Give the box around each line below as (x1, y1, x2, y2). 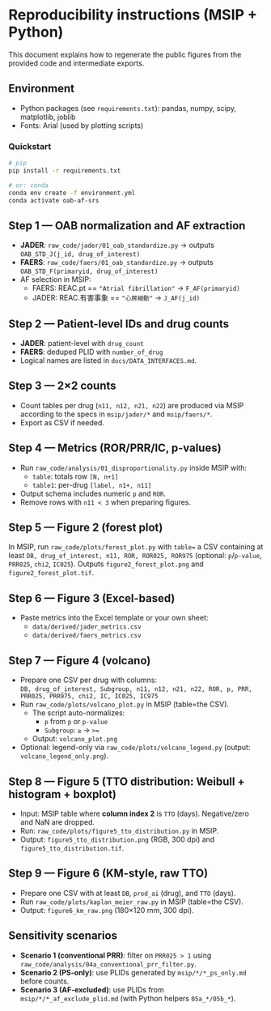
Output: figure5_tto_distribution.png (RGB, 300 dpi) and (19, 834, 215, 844)
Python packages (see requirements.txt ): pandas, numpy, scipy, (19, 103, 237, 113)
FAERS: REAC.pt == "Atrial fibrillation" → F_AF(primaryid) (32, 284, 241, 293)
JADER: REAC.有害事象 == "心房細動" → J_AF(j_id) (32, 293, 201, 303)
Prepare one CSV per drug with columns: (19, 675, 158, 685)
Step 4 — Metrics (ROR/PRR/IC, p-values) (8, 442, 222, 455)
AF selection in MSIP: (19, 275, 91, 284)
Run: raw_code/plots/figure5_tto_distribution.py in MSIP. (19, 825, 219, 835)
